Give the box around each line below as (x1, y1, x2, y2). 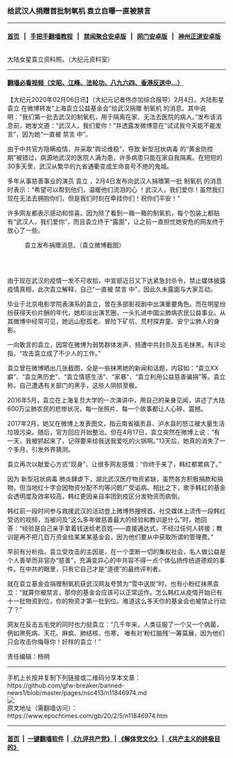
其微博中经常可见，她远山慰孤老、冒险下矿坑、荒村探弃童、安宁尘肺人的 (7, 317, 214, 325)
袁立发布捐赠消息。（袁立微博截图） (24, 240, 125, 249)
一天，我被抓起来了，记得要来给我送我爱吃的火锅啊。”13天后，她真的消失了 (7, 437, 220, 445)
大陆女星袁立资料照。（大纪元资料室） (7, 55, 114, 63)
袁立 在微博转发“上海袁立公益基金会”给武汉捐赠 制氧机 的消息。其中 (7, 104, 200, 112)
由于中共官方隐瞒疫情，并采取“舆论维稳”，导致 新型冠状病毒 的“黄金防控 (7, 144, 214, 153)
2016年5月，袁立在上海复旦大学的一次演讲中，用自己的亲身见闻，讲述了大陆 (7, 396, 225, 404)
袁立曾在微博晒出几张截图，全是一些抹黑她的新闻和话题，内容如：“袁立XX (7, 364, 219, 372)
